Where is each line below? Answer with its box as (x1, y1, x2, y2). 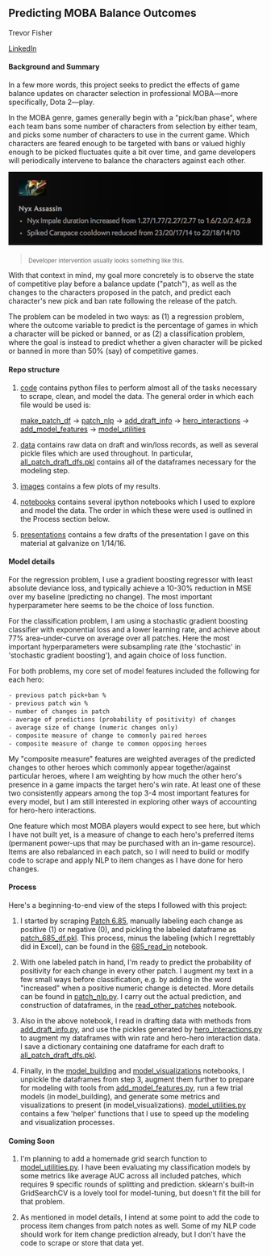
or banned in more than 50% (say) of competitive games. (8, 347, 199, 356)
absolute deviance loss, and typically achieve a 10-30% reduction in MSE (8, 583, 252, 593)
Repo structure (8, 365, 60, 375)
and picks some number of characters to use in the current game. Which (8, 130, 250, 140)
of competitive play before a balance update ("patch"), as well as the (8, 279, 237, 289)
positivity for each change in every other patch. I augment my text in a (19, 966, 254, 976)
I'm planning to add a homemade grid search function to (19, 1154, 207, 1164)
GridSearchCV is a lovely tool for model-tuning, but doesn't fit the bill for (19, 1188, 261, 1198)
